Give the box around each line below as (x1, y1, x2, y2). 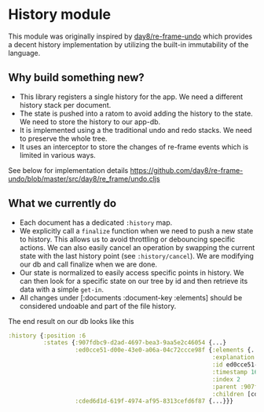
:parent (211, 383, 237, 391)
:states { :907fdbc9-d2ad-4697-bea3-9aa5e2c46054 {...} (42, 339, 226, 347)
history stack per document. (19, 100, 112, 109)
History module (8, 6, 112, 24)
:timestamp (211, 368, 247, 376)
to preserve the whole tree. (19, 134, 108, 143)
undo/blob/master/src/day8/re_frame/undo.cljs (8, 174, 160, 183)
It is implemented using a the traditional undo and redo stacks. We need (19, 125, 253, 134)
